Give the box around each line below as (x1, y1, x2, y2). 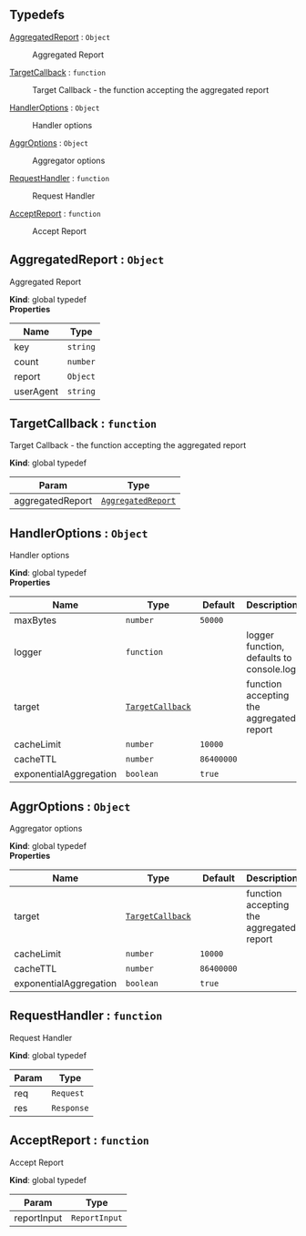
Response (51, 1102, 89, 1113)
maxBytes (14, 614, 57, 627)
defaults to (246, 651, 292, 664)
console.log (246, 663, 297, 676)
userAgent (14, 384, 59, 397)
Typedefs (9, 7, 66, 23)
